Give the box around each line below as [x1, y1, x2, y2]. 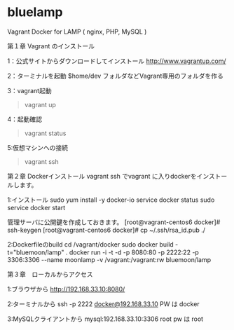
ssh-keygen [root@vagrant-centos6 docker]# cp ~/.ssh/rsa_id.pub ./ [7, 226, 205, 234]
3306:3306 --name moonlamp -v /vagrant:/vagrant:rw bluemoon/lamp [7, 255, 212, 263]
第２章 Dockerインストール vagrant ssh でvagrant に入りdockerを [7, 172, 197, 180]
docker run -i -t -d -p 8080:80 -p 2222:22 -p [69, 248, 200, 256]
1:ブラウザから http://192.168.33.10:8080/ [7, 284, 125, 293]
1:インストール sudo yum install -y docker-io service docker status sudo [7, 195, 215, 204]
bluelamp [7, 4, 63, 20]
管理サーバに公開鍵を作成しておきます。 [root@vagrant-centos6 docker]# [7, 218, 221, 226]
